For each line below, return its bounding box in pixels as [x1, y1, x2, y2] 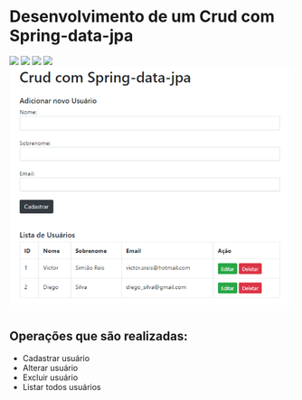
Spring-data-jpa [9, 25, 134, 46]
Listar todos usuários [22, 381, 101, 392]
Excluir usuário [22, 372, 79, 383]
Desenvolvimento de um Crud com [9, 6, 275, 27]
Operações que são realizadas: [9, 329, 188, 344]
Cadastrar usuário [22, 352, 90, 363]
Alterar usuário [22, 362, 79, 373]
